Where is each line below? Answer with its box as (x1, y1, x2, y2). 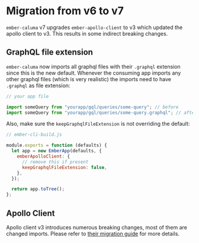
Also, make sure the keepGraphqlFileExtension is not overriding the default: (6, 120, 190, 127)
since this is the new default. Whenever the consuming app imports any (6, 69, 181, 76)
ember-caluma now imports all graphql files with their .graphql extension (6, 63, 181, 70)
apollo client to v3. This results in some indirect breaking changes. (6, 30, 168, 37)
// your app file (6, 93, 49, 99)
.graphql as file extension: (6, 82, 70, 89)
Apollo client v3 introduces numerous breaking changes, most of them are (6, 223, 188, 231)
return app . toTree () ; (11, 186, 65, 192)
